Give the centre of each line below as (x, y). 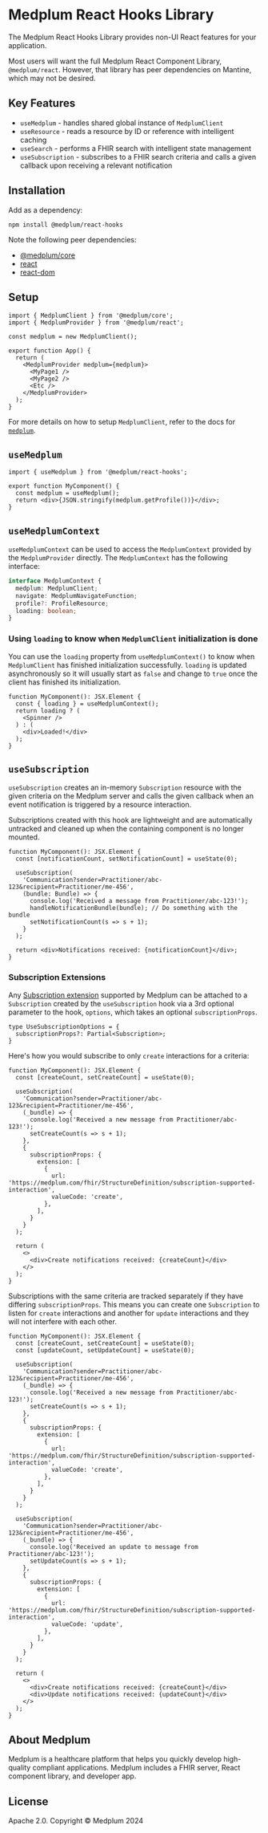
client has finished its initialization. (65, 682)
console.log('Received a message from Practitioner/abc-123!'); (139, 901)
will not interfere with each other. (63, 1321)
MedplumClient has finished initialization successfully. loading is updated (128, 665)
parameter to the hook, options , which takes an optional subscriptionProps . (133, 1012)
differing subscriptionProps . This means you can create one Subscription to (134, 1304)
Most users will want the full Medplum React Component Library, (115, 61)
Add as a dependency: (46, 209)
